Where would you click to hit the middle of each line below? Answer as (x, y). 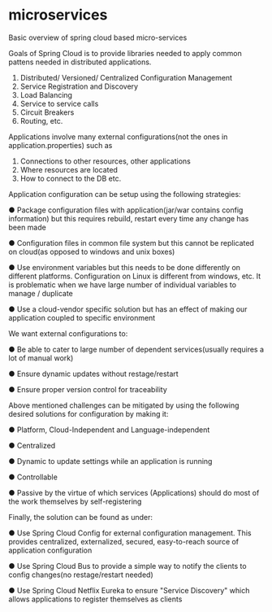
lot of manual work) (41, 358)
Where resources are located (69, 169)
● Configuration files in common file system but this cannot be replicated (131, 243)
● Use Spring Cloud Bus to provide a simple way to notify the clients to (127, 566)
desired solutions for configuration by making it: (89, 413)
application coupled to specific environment (82, 317)
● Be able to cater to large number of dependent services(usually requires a (136, 349)
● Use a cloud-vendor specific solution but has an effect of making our (128, 309)
